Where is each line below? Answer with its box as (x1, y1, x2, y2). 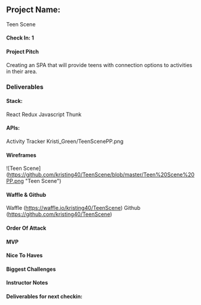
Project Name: (6, 5, 61, 15)
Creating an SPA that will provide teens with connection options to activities (6, 61, 193, 68)
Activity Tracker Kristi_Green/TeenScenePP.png (6, 138, 124, 145)
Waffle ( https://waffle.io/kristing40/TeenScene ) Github (6, 205, 141, 212)
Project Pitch (6, 48, 39, 55)
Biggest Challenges (6, 266, 56, 273)
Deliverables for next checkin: (6, 292, 83, 300)
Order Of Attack (6, 224, 47, 231)
